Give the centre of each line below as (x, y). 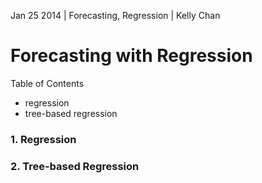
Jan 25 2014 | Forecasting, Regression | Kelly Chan (115, 15)
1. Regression (43, 139)
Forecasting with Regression (131, 56)
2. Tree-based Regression (75, 166)
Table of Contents (47, 83)
